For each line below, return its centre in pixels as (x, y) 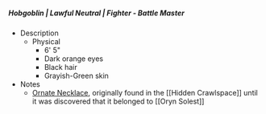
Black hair (61, 67)
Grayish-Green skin (76, 75)
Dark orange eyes (73, 59)
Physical (46, 41)
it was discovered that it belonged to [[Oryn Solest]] (118, 101)
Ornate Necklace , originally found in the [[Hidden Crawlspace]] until (145, 92)
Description (39, 33)
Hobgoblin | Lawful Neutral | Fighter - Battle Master (97, 13)
